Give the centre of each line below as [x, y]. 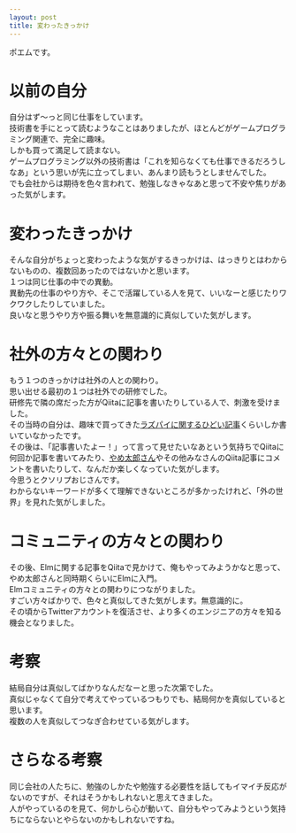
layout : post [33, 17]
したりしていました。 [71, 304]
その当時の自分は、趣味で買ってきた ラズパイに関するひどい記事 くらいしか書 [148, 425]
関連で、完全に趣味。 [71, 139]
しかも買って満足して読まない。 [67, 150]
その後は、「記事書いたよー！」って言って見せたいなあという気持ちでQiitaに [147, 447]
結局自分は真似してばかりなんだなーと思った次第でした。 [114, 688]
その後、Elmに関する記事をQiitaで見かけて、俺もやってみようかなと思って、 [147, 567]
